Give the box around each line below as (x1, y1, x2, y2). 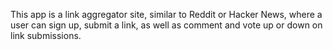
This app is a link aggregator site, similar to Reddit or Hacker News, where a (10, 9, 323, 20)
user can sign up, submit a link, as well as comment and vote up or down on (10, 19, 323, 31)
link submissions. (10, 30, 82, 41)
